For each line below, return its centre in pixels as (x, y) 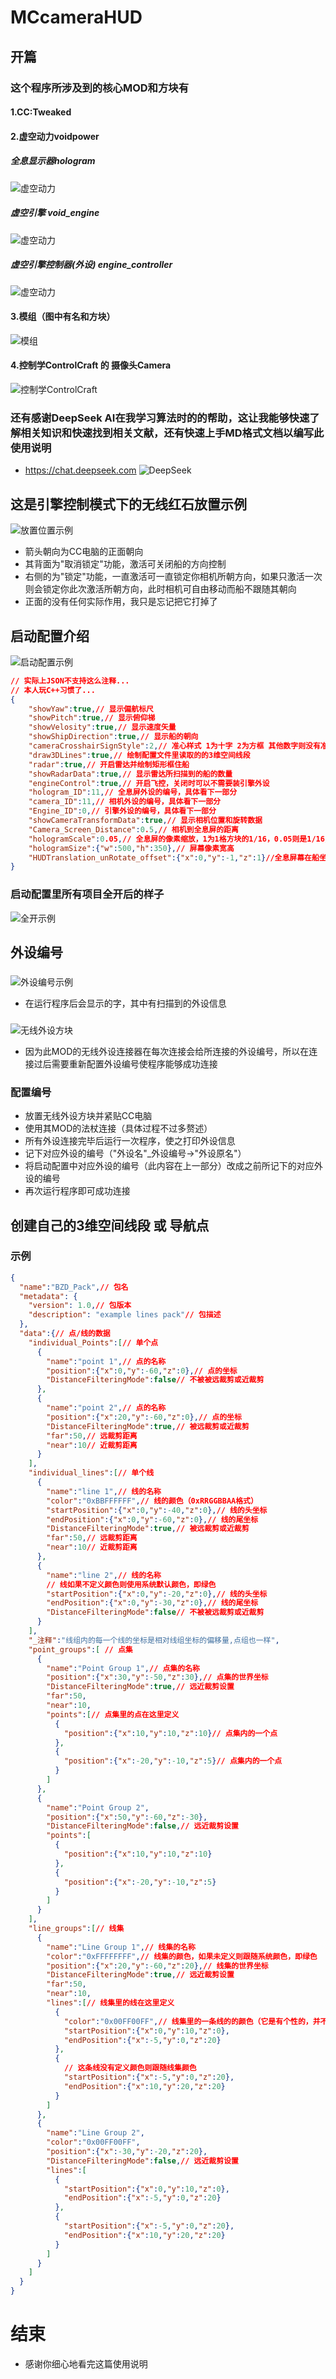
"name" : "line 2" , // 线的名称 (104, 1575)
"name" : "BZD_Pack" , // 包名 (74, 1287)
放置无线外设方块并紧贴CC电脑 (88, 1116)
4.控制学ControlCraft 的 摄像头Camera (91, 365)
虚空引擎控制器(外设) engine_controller (91, 265)
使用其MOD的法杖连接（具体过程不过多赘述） (118, 1128)
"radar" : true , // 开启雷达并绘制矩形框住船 (109, 764)
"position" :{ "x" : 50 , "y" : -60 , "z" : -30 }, (127, 1817)
